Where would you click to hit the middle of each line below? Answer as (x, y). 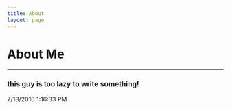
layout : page (26, 20)
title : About (26, 13)
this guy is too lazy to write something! (73, 84)
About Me (36, 54)
